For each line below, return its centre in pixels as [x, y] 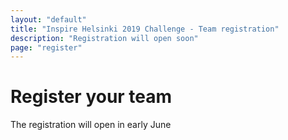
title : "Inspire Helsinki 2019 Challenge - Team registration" [145, 29]
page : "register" [46, 47]
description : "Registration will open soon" [104, 38]
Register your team [91, 97]
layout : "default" [48, 19]
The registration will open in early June [91, 125]
